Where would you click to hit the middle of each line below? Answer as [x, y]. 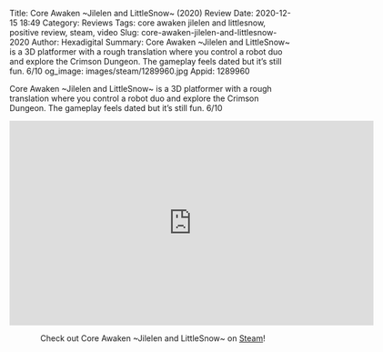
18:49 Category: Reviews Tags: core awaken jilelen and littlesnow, [143, 23]
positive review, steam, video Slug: [74, 32]
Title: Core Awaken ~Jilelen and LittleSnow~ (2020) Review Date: [131, 13]
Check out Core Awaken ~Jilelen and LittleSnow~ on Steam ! [153, 338]
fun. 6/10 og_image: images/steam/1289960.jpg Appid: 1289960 [130, 71]
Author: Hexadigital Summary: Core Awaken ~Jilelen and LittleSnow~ [161, 42]
